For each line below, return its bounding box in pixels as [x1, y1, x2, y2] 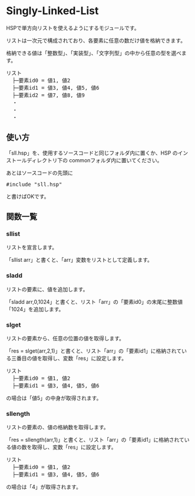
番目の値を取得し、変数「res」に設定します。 [16, 355, 127, 362]
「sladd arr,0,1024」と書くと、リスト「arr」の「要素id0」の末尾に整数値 [6, 298, 183, 305]
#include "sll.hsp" [6, 181, 62, 188]
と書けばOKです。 [6, 193, 49, 200]
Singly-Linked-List [6, 4, 99, 18]
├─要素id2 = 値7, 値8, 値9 [12, 91, 85, 98]
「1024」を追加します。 [6, 306, 64, 313]
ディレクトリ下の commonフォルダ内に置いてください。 [26, 156, 163, 163]
